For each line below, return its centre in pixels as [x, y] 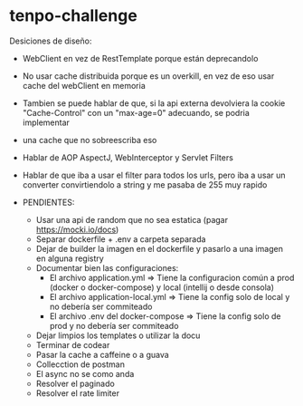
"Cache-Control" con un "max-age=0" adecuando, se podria [136, 112]
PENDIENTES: [48, 202]
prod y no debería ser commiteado [114, 325]
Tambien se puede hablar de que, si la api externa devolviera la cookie [154, 103]
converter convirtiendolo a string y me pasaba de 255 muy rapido [145, 184]
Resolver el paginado [75, 383]
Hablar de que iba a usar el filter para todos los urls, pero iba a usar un [154, 175]
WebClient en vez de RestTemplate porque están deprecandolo [140, 58]
